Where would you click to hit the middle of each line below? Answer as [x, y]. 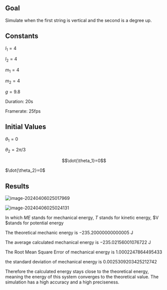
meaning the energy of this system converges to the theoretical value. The [82, 277]
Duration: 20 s [19, 101]
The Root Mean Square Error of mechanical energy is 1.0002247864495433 [84, 252]
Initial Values [26, 127]
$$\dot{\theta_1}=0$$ [84, 161]
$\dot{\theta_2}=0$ [25, 170]
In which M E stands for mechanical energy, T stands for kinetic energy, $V [82, 218]
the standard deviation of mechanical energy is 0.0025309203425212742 [81, 262]
